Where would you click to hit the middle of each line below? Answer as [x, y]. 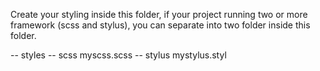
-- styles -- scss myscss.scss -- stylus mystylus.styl [118, 55]
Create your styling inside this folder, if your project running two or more [159, 14]
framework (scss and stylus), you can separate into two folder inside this [160, 25]
